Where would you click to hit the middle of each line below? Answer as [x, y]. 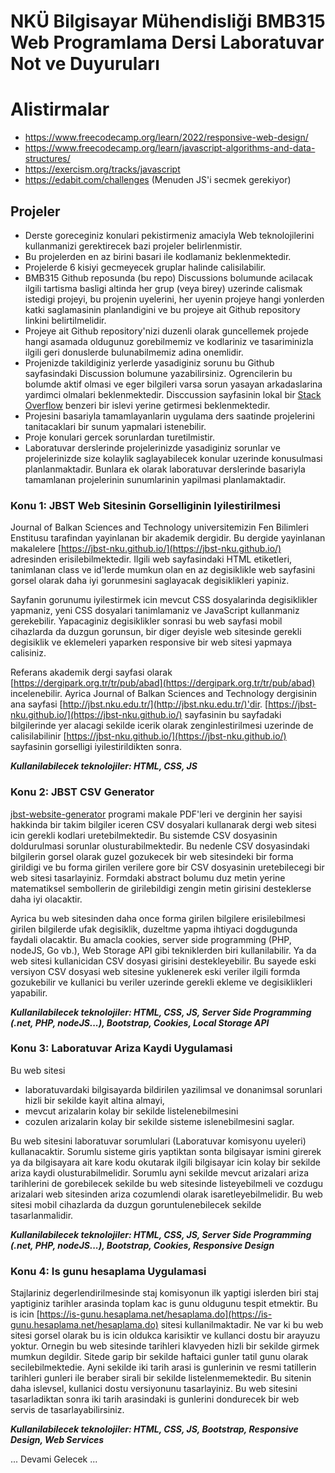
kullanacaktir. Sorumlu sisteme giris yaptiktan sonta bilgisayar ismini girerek [166, 1151]
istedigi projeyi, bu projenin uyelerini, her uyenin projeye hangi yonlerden [174, 299]
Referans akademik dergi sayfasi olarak [91, 672]
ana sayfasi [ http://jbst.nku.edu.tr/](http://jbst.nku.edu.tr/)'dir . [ [139, 704]
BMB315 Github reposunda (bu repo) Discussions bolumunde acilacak [168, 277]
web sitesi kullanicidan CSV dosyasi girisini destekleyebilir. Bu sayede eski [163, 961]
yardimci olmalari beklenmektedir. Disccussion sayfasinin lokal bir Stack [173, 394]
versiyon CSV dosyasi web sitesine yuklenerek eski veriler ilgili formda [155, 971]
